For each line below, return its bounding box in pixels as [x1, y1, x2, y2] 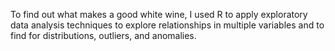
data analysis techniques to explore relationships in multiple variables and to [10, 19, 325, 31]
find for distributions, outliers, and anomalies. [10, 30, 197, 41]
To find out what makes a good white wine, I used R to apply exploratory [10, 9, 308, 20]
